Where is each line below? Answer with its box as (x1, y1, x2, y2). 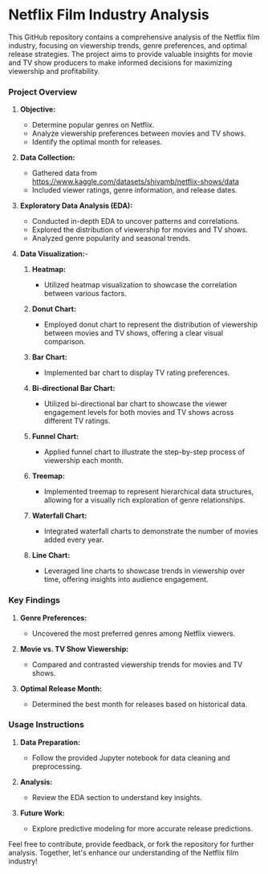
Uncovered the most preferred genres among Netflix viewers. (31, 628, 235, 638)
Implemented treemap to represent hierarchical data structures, (43, 487, 254, 497)
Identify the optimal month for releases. (31, 137, 163, 147)
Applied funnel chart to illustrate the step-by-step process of (43, 447, 246, 457)
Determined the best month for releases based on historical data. (31, 699, 248, 709)
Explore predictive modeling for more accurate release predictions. (31, 823, 254, 833)
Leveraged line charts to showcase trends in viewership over (43, 566, 246, 575)
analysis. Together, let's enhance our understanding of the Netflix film (8, 848, 239, 857)
